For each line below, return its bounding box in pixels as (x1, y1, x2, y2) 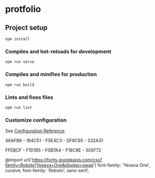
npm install (5, 36, 30, 41)
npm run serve (5, 59, 35, 64)
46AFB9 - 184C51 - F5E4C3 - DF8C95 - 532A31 (5, 138, 103, 144)
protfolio (5, 3, 41, 15)
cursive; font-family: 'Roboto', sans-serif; (5, 168, 89, 174)
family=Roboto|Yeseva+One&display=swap (5, 162, 93, 168)
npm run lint (5, 105, 32, 110)
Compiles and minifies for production (5, 71, 97, 78)
